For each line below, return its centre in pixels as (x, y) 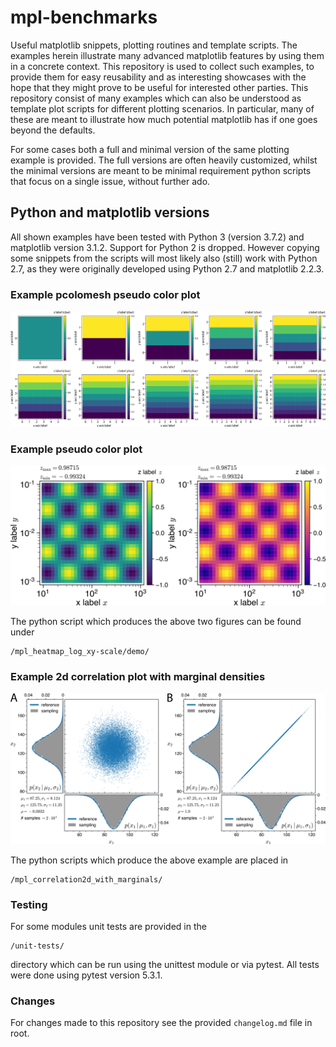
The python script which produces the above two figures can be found (156, 622)
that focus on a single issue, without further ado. (110, 181)
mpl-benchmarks (84, 17)
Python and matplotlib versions (110, 212)
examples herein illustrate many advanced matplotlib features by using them (167, 55)
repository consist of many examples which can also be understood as (156, 98)
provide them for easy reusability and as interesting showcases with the (158, 77)
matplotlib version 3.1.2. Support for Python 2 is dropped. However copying (165, 247)
